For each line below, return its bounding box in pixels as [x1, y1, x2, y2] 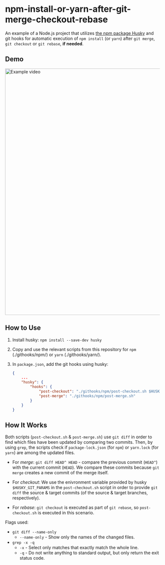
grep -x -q [12, 540, 35, 545]
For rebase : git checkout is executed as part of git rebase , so [12, 504, 139, 511]
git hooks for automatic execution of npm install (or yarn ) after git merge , [5, 35, 155, 41]
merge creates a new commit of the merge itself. [12, 470, 109, 476]
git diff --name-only [12, 530, 56, 535]
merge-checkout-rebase [5, 14, 108, 25]
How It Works [5, 421, 48, 429]
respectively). [12, 495, 40, 501]
